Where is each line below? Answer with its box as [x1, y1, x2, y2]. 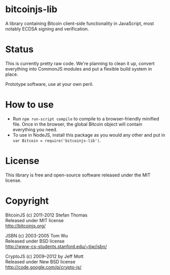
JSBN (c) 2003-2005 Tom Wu [5, 232, 68, 238]
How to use [5, 99, 54, 110]
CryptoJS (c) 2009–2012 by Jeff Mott [5, 253, 84, 259]
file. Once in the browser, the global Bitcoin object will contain [12, 121, 143, 127]
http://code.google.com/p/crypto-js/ [5, 264, 82, 270]
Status [5, 44, 34, 55]
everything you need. [12, 126, 58, 133]
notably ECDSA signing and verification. [5, 25, 89, 32]
